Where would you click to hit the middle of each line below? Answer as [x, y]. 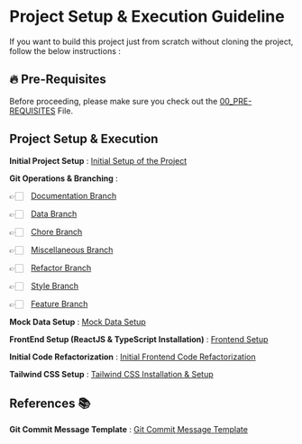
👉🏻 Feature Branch [49, 304]
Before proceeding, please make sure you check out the [114, 101]
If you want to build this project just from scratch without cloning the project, [151, 41]
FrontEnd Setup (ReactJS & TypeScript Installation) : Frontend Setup [139, 339]
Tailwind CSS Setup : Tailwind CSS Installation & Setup [111, 374]
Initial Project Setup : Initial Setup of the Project [98, 160]
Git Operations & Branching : [64, 178]
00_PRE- [236, 101]
